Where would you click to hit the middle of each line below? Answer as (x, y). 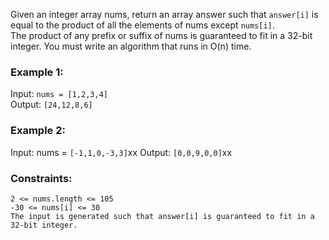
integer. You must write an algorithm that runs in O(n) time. (131, 46)
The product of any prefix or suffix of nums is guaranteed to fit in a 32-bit (161, 35)
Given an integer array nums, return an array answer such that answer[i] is (164, 14)
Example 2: (38, 131)
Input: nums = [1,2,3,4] (59, 94)
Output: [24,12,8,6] (51, 105)
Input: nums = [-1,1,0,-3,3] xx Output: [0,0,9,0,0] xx (121, 152)
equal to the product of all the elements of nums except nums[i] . (142, 25)
